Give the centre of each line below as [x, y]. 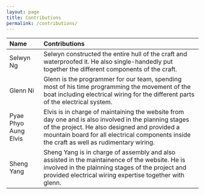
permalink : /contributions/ [42, 23]
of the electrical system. [78, 102]
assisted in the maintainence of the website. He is [114, 160]
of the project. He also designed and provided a [112, 127]
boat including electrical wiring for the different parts [119, 94]
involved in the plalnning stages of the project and [115, 168]
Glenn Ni [22, 91]
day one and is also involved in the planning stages [117, 119]
